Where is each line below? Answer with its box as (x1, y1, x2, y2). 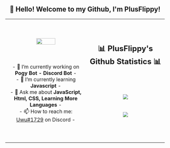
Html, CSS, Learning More (14, 95, 78, 102)
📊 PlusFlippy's (98, 44, 153, 54)
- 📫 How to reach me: (19, 108, 73, 115)
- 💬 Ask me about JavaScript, (10, 89, 82, 96)
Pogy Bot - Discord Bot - (15, 69, 77, 77)
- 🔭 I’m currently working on (12, 63, 79, 70)
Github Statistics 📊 (90, 57, 161, 66)
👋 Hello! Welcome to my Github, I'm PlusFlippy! (9, 5, 161, 14)
